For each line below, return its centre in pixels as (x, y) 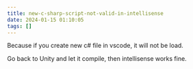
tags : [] (20, 26)
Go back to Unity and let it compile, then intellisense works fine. (97, 59)
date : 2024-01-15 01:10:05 (46, 20)
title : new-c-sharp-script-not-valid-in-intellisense (86, 13)
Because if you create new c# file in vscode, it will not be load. (95, 46)
